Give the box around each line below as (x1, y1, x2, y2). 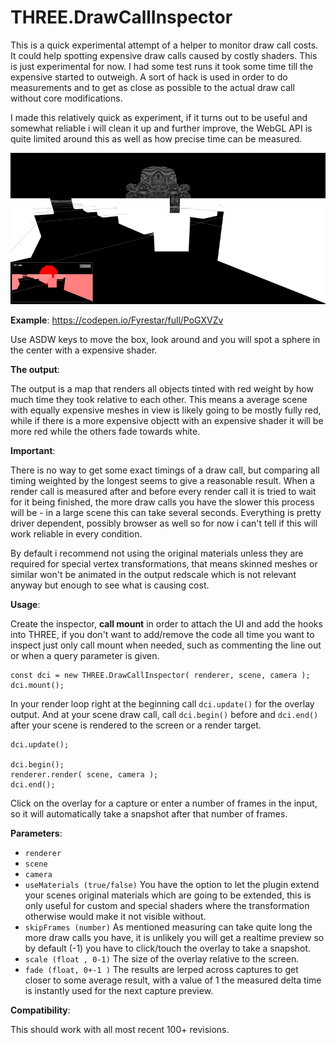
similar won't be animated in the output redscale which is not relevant (10, 568, 297, 580)
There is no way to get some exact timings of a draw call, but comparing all (10, 464, 320, 476)
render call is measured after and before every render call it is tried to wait (10, 485, 317, 497)
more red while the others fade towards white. (10, 425, 201, 437)
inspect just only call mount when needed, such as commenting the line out (10, 639, 322, 651)
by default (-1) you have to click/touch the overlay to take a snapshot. (24, 942, 312, 954)
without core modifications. (10, 92, 123, 104)
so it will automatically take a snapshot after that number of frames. (10, 807, 288, 820)
